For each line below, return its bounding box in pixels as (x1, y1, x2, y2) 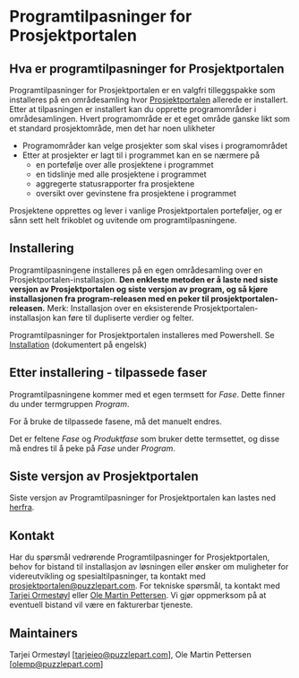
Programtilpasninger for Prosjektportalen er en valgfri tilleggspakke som (9, 85, 276, 95)
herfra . (9, 502, 35, 513)
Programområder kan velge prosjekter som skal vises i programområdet (21, 141, 288, 151)
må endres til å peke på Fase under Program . (9, 442, 176, 454)
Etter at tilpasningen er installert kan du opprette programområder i (9, 104, 257, 114)
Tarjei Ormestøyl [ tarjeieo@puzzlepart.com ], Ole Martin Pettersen (9, 649, 252, 660)
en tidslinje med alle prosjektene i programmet (35, 169, 208, 179)
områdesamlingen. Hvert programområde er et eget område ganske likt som (9, 114, 291, 124)
